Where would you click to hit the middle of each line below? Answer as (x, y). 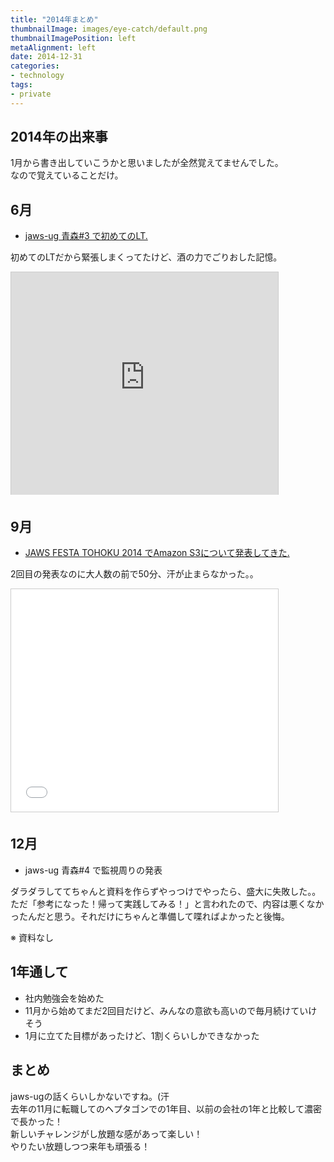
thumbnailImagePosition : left (73, 38)
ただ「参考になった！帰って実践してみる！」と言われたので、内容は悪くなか (167, 903)
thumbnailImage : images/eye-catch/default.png (109, 29)
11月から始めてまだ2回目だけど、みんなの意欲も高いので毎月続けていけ (171, 1010)
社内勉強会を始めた (64, 998)
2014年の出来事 (59, 137)
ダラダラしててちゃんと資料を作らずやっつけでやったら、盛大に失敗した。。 (166, 891)
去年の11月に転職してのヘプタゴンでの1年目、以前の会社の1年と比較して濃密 (166, 1108)
